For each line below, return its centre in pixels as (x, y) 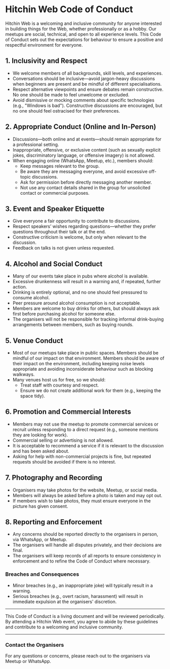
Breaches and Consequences (42, 574)
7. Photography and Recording (54, 478)
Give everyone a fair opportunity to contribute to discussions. (76, 221)
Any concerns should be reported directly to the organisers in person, (85, 534)
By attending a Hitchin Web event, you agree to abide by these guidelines (82, 621)
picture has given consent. (40, 506)
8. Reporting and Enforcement (54, 522)
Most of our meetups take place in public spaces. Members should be (85, 353)
